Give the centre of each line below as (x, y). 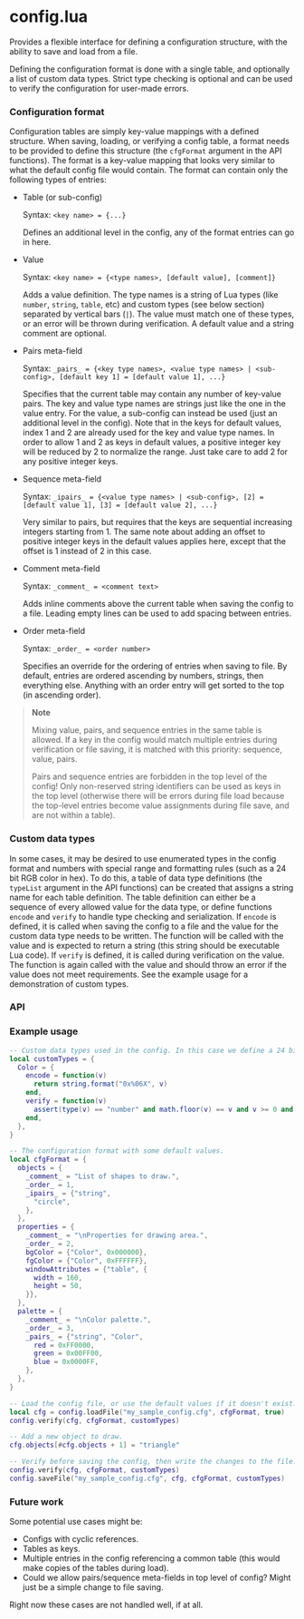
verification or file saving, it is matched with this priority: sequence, (157, 749)
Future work (37, 1501)
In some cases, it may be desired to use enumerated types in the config (143, 858)
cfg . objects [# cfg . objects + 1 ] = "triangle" (95, 1445)
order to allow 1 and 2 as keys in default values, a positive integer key (152, 443)
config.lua (49, 17)
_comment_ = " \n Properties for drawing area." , (117, 1235)
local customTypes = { (52, 1058)
